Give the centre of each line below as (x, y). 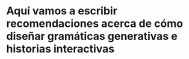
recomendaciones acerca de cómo (95, 24)
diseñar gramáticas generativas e (92, 36)
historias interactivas (60, 49)
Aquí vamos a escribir (62, 11)
